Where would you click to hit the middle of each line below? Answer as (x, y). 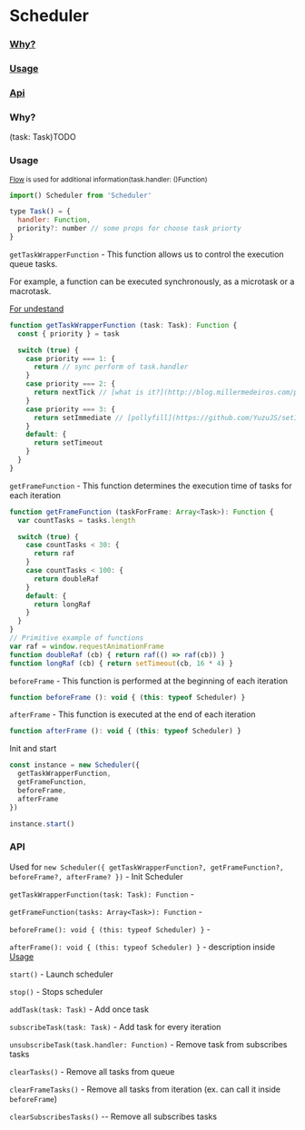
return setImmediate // (79, 418)
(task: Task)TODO (43, 137)
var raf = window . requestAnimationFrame (87, 646)
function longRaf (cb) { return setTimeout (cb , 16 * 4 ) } (121, 663)
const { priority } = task (69, 334)
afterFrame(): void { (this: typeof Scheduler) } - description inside (143, 947)
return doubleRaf (66, 579)
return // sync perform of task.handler (111, 367)
